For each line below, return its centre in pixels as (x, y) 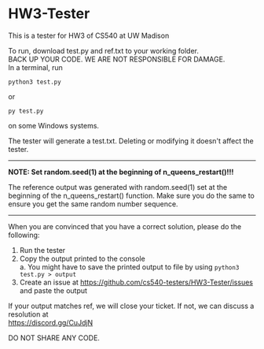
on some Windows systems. (54, 125)
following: (24, 235)
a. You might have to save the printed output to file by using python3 (129, 267)
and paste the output (53, 290)
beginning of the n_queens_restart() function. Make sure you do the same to (132, 195)
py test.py (26, 111)
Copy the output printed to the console (82, 258)
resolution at (28, 314)
